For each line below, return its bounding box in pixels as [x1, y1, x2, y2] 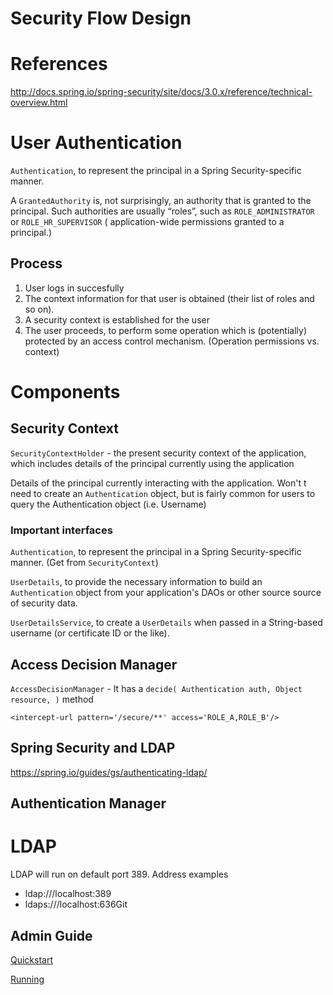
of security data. [10, 597, 78, 609]
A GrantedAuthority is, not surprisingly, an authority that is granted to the [10, 195, 312, 207]
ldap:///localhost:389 [24, 888, 112, 900]
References [10, 53, 108, 76]
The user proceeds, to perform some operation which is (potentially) [24, 324, 308, 336]
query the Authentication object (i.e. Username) [10, 498, 207, 510]
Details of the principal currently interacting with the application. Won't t [10, 477, 307, 489]
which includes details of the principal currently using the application [10, 457, 295, 469]
